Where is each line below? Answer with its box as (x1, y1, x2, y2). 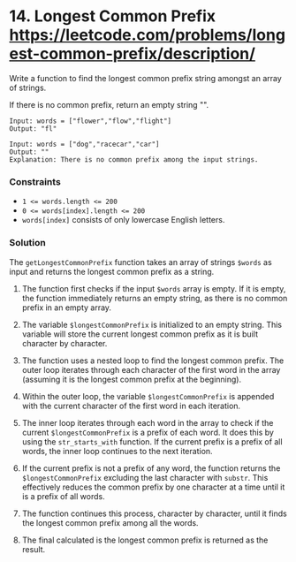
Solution (9, 237, 47, 249)
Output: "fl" (9, 124, 57, 133)
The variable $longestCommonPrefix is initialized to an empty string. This (21, 319, 283, 330)
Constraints (9, 175, 62, 187)
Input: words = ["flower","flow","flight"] (9, 117, 172, 125)
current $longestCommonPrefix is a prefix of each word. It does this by (21, 427, 274, 437)
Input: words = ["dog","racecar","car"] (9, 140, 161, 148)
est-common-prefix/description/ (9, 44, 256, 64)
